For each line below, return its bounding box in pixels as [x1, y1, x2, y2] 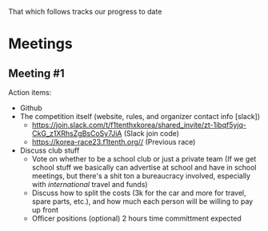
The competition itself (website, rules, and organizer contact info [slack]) [19, 112, 261, 121]
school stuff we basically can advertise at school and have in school [31, 163, 257, 172]
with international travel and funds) [31, 180, 148, 189]
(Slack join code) [123, 129, 180, 138]
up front [31, 205, 58, 214]
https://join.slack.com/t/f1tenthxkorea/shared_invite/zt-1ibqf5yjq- [31, 120, 246, 129]
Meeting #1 [8, 66, 65, 80]
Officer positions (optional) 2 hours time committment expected [31, 213, 242, 223]
